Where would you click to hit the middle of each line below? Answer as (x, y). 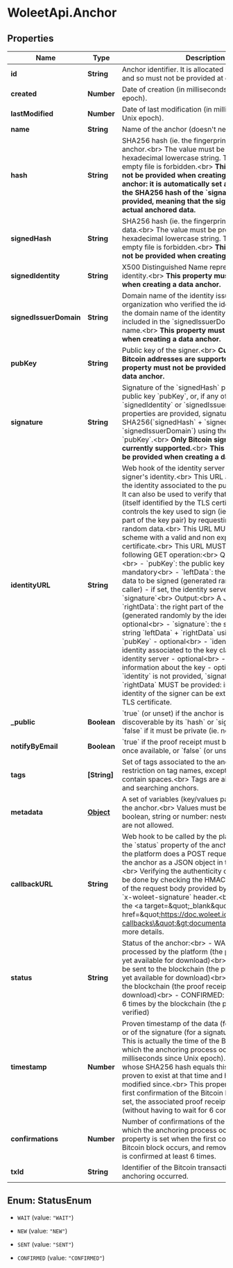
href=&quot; (141, 914)
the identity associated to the (169, 485)
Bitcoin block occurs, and (163, 1147)
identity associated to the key (170, 650)
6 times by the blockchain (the (171, 1004)
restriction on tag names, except (174, 771)
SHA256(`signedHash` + (162, 422)
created (24, 94)
